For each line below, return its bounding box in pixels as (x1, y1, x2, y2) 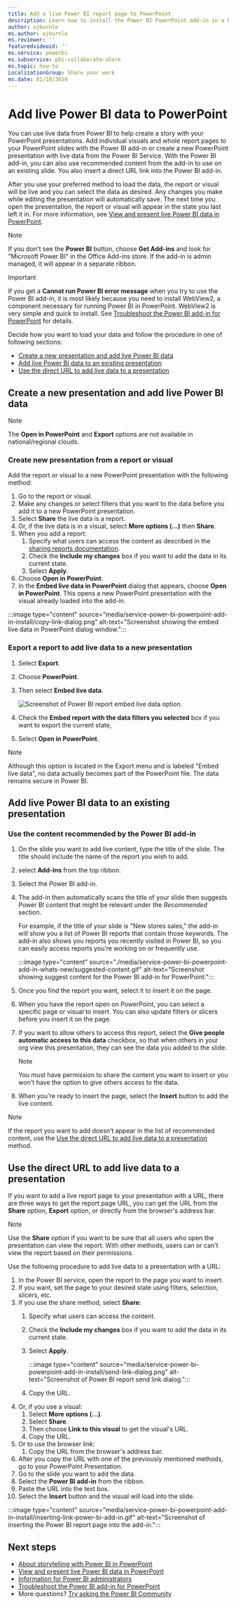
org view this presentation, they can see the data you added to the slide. (18, 1043, 227, 1052)
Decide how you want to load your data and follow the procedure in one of (8, 330, 223, 339)
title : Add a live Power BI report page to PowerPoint (8, 10, 172, 18)
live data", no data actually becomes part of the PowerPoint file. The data (8, 769, 219, 778)
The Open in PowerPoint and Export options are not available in (8, 430, 193, 439)
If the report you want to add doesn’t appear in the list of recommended (8, 1126, 215, 1135)
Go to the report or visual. (18, 492, 93, 501)
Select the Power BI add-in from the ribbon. (18, 1477, 146, 1485)
